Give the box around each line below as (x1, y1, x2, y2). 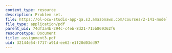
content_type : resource (5, 7, 56, 13)
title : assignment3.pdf (5, 36, 56, 41)
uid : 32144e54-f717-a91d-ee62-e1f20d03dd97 (5, 40, 100, 45)
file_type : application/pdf (5, 21, 66, 27)
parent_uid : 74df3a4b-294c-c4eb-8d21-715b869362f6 (5, 26, 116, 31)
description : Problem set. (5, 12, 63, 17)
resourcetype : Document (5, 31, 56, 36)
